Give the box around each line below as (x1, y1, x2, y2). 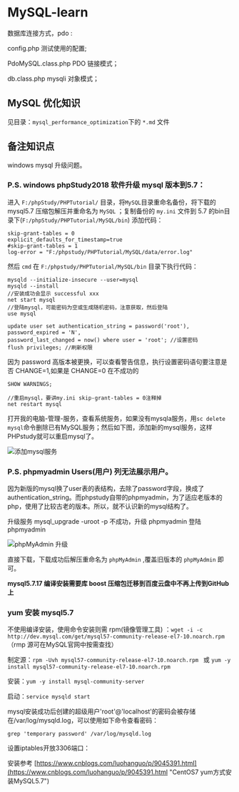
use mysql (7, 310, 37, 318)
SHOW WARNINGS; (7, 380, 53, 387)
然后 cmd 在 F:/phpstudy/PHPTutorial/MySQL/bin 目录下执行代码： (7, 262, 198, 270)
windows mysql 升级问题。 (7, 161, 86, 169)
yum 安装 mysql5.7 (7, 608, 74, 618)
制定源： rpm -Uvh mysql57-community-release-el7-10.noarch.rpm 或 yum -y (7, 656, 231, 664)
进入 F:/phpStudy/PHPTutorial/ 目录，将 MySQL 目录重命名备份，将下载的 (7, 198, 216, 206)
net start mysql (7, 296, 56, 303)
